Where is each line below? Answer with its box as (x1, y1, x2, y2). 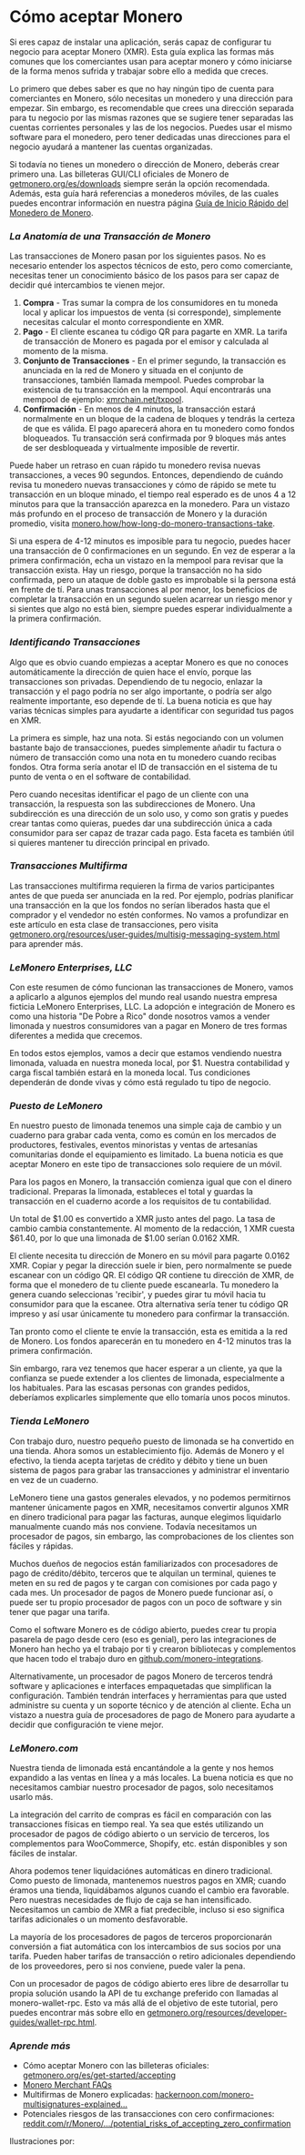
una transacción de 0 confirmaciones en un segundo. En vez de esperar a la (9, 545, 296, 556)
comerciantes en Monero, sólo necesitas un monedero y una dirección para (9, 93, 293, 104)
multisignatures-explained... (22, 2099, 128, 2109)
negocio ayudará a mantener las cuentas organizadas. (9, 141, 213, 152)
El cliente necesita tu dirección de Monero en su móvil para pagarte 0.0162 (9, 1250, 290, 1262)
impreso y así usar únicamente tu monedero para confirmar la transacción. (9, 1308, 290, 1319)
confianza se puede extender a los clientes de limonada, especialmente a (9, 1373, 285, 1384)
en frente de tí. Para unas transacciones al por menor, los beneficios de (9, 584, 278, 595)
